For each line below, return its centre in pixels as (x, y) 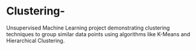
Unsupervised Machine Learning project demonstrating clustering (88, 28)
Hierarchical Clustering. (36, 40)
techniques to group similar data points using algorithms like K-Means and (98, 34)
